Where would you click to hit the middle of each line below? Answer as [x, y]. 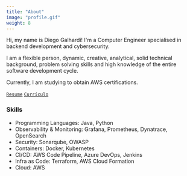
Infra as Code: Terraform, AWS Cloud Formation [74, 161]
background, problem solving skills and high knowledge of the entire [91, 64]
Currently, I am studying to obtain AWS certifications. [72, 82]
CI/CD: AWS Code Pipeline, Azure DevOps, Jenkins [79, 154]
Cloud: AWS [30, 167]
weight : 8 [19, 23]
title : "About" [25, 12]
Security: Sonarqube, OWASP [52, 142]
